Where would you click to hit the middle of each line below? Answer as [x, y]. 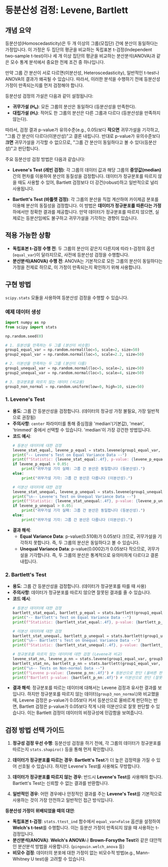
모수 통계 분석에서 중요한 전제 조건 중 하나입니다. [57, 62]
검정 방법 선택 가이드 [35, 730]
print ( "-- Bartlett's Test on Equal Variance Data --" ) [72, 617]
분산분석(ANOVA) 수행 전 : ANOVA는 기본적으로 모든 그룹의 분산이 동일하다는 [87, 261]
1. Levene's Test [25, 399]
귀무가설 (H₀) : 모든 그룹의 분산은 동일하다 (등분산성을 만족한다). [74, 106]
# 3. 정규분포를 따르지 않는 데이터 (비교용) [45, 382]
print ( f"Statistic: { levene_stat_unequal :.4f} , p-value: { [75, 501]
